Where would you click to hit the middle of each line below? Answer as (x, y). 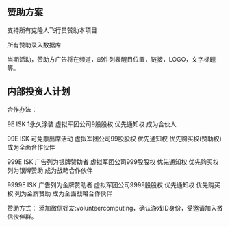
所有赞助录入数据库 (34, 45)
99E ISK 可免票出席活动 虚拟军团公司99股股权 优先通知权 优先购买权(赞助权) (115, 139)
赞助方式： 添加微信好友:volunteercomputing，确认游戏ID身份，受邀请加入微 (115, 208)
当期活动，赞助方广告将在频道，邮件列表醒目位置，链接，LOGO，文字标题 (112, 59)
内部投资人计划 (39, 92)
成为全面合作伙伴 (31, 147)
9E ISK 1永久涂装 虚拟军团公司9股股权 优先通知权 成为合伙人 (92, 124)
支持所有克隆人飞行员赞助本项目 (52, 30)
